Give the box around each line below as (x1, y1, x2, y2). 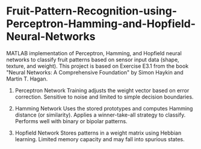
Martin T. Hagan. (6, 75, 48, 82)
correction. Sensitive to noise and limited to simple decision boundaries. (14, 93, 194, 100)
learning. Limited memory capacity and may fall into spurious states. (14, 135, 185, 142)
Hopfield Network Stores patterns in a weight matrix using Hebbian (14, 129, 182, 136)
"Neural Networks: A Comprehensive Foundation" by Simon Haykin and (6, 68, 184, 76)
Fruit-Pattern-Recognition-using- (6, 4, 178, 18)
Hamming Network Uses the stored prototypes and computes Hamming (14, 105, 193, 112)
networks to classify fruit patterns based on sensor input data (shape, (6, 56, 179, 63)
